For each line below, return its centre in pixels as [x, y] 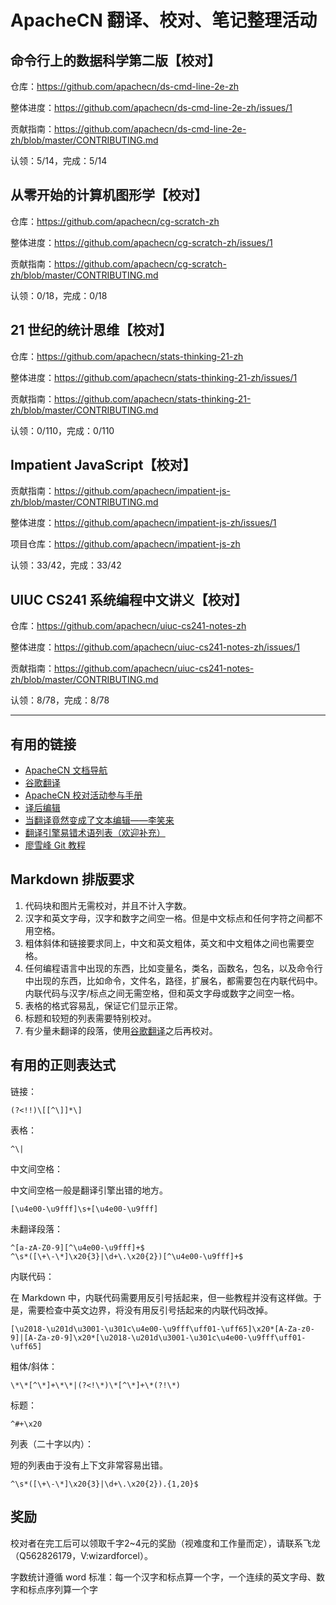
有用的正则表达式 [63, 1065]
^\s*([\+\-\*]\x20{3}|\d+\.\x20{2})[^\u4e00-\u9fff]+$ [127, 1256]
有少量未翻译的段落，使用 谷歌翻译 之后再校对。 [121, 1030]
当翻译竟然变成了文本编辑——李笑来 [99, 820]
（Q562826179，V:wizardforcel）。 [81, 1555]
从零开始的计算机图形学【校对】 [109, 195]
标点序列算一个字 [62, 1589]
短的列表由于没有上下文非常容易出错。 [89, 1465]
